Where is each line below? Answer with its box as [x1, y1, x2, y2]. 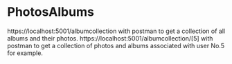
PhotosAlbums [7, 4, 95, 20]
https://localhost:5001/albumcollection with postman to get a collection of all [7, 27, 226, 35]
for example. [7, 49, 44, 57]
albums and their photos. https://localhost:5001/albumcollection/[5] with [7, 34, 213, 42]
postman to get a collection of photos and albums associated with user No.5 [7, 41, 225, 50]
